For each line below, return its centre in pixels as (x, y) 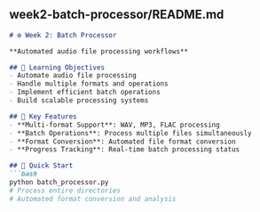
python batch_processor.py (59, 183)
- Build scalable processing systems (79, 101)
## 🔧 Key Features (43, 116)
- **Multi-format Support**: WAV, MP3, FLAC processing (114, 125)
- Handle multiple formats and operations (89, 84)
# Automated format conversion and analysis (93, 199)
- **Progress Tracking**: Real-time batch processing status (125, 150)
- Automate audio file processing (73, 76)
